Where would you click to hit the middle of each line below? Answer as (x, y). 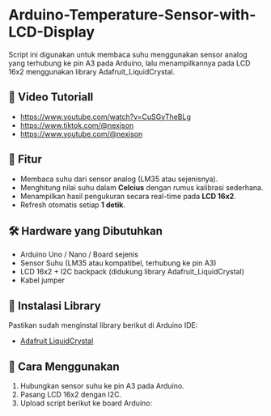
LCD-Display (52, 32)
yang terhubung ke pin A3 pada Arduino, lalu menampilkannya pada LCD (129, 63)
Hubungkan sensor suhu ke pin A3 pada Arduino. (102, 386)
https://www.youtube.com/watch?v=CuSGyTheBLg (106, 117)
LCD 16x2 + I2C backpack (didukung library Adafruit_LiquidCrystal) (132, 272)
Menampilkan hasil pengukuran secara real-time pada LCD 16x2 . (128, 196)
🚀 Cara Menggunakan (64, 366)
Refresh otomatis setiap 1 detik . (72, 205)
